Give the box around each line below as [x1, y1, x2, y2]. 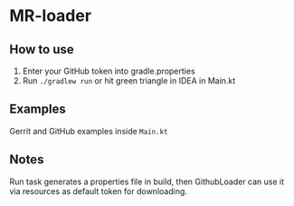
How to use [9, 42, 74, 57]
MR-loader [9, 5, 92, 26]
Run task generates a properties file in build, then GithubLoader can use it [9, 176, 285, 187]
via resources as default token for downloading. [9, 185, 188, 196]
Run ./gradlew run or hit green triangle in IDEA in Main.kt [22, 75, 236, 86]
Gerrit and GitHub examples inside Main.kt [9, 125, 168, 136]
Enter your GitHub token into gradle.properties [22, 65, 196, 76]
